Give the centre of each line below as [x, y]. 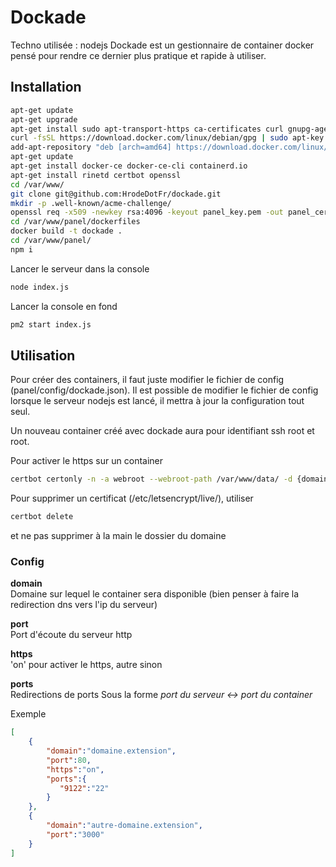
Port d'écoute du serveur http [71, 635]
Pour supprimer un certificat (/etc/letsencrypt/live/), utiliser [132, 498]
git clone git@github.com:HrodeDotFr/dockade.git [116, 194]
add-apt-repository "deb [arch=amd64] [91, 147]
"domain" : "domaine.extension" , [111, 751]
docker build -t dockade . [66, 231]
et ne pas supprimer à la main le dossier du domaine [118, 536]
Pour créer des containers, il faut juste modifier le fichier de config [147, 380]
